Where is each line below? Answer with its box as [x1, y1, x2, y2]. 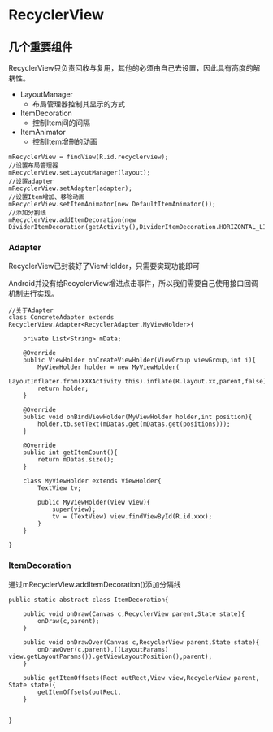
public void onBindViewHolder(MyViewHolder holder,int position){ [23, 413, 253, 422]
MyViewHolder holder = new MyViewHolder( [37, 363, 180, 371]
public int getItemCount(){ [23, 448, 118, 457]
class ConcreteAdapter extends [8, 314, 115, 322]
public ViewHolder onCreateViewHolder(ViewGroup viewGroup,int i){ [23, 356, 256, 365]
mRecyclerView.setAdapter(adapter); [8, 184, 132, 193]
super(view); [51, 505, 96, 513]
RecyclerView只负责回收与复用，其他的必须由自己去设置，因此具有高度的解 [8, 63, 261, 72]
